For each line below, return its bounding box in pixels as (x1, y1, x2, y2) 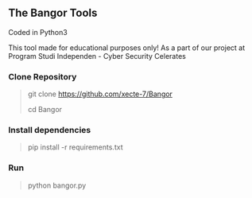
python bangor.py (27, 181, 87, 190)
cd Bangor (27, 105, 62, 115)
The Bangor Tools (8, 6, 98, 20)
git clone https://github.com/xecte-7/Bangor (27, 89, 173, 99)
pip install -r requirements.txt (27, 142, 123, 152)
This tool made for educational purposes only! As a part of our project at (8, 43, 246, 52)
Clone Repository (8, 71, 77, 82)
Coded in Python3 (8, 27, 68, 37)
